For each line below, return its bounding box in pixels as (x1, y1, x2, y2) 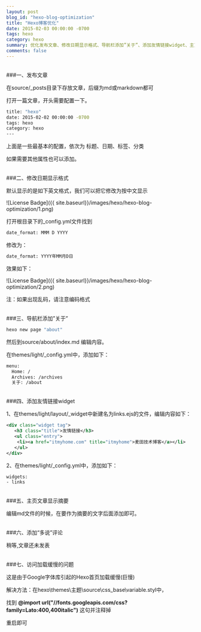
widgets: (6, 474, 28, 480)
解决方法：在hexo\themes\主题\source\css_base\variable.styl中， (6, 586, 167, 594)
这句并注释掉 (80, 606, 112, 614)
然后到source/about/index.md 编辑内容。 (6, 338, 108, 345)
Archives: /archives (11, 374, 63, 380)
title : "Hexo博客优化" (6, 20, 59, 26)
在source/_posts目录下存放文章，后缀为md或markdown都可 (6, 84, 154, 91)
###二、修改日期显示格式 (6, 174, 69, 182)
